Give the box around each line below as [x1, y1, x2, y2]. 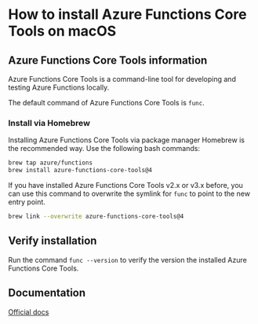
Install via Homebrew [8, 117, 90, 128]
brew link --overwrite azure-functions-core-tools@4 [8, 212, 184, 221]
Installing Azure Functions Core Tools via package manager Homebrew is [8, 135, 245, 145]
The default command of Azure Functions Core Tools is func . [8, 98, 205, 107]
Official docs [8, 307, 49, 316]
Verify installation [8, 234, 97, 248]
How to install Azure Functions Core [8, 6, 247, 24]
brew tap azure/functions [8, 159, 93, 167]
